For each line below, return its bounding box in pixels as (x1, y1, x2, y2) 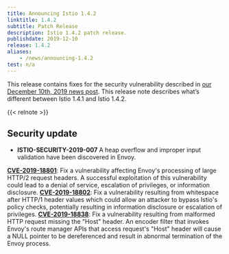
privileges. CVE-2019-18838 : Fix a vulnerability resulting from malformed (7, 210, 215, 218)
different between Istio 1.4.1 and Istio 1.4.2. (7, 94, 127, 103)
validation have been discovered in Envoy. (16, 153, 136, 161)
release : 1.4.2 (7, 42, 51, 49)
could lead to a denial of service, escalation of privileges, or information (7, 181, 210, 189)
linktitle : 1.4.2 (7, 16, 57, 23)
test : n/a (7, 61, 36, 68)
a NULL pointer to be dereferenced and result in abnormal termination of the (7, 232, 223, 240)
